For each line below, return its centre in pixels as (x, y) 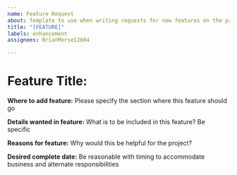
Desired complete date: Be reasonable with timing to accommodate (106, 157)
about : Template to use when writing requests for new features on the (115, 20)
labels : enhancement (38, 34)
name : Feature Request (41, 14)
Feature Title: (47, 81)
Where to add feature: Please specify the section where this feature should (117, 101)
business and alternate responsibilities (63, 164)
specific (19, 129)
